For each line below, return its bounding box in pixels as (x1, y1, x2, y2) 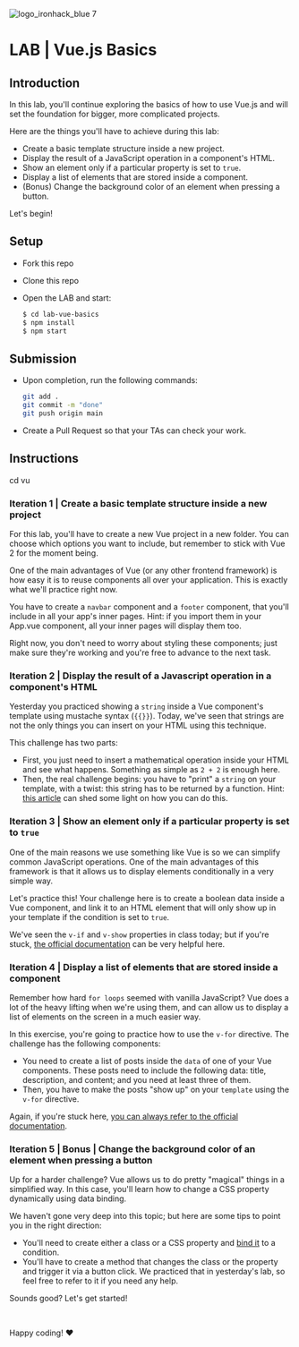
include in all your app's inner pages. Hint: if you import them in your (9, 610, 262, 621)
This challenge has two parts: (9, 737, 118, 748)
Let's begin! (9, 209, 54, 218)
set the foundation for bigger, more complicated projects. (9, 108, 221, 119)
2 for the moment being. (9, 547, 98, 558)
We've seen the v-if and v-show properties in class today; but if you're (9, 929, 269, 940)
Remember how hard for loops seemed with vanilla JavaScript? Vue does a (9, 992, 289, 1002)
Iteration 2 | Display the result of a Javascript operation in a (9, 669, 272, 682)
